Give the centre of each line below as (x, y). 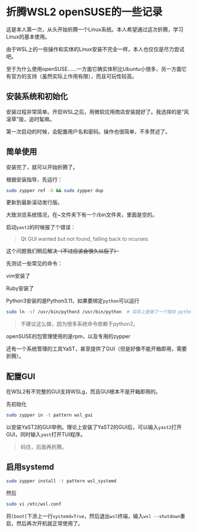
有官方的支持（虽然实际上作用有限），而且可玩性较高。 (72, 76)
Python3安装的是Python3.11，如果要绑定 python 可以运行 (73, 301)
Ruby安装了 (20, 288)
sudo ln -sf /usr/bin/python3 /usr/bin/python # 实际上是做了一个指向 (91, 312)
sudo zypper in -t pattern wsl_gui (50, 415)
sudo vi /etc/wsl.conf (34, 504)
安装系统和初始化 (37, 96)
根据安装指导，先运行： (34, 179)
